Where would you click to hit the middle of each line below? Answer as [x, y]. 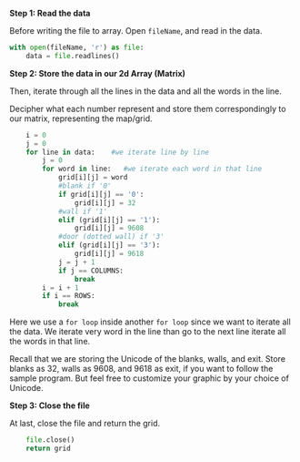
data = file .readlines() [73, 56]
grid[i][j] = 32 [105, 203]
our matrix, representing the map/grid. [81, 118]
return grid [48, 448]
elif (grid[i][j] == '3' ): [109, 245]
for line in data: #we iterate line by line [117, 152]
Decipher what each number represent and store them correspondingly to [148, 108]
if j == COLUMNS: [91, 271]
